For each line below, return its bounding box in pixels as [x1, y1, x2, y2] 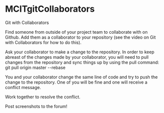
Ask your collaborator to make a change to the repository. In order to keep [5, 49, 155, 55]
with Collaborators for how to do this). [5, 39, 82, 45]
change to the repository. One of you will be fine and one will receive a [5, 79, 148, 85]
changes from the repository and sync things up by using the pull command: [5, 59, 159, 65]
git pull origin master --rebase [5, 65, 66, 70]
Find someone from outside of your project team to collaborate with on [5, 29, 148, 35]
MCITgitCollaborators [5, 3, 95, 15]
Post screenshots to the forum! [5, 103, 68, 109]
